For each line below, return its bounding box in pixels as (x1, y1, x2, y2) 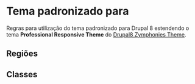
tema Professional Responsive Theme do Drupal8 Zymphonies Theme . (6, 30, 186, 38)
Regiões (6, 49, 38, 59)
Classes (6, 69, 38, 80)
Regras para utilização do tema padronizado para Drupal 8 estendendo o (6, 24, 190, 32)
